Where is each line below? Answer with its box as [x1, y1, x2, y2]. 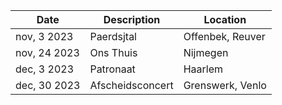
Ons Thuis [89, 46, 138, 59]
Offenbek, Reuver [183, 30, 266, 43]
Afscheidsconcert [89, 79, 174, 92]
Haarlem [183, 62, 224, 76]
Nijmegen [183, 46, 229, 59]
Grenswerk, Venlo [183, 79, 267, 92]
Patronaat [89, 62, 136, 76]
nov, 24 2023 [15, 46, 80, 59]
